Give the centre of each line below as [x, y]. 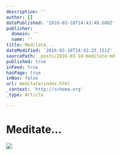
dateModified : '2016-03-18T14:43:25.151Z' [59, 51]
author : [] [20, 17]
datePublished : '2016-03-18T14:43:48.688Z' [61, 23]
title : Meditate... [30, 45]
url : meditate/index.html [38, 84]
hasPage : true [24, 73]
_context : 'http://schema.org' [45, 89]
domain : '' [25, 34]
